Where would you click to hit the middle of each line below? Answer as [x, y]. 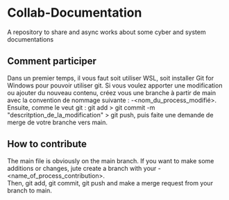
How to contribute [47, 144]
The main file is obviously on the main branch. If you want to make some [111, 160]
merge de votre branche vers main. [58, 122]
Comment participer [52, 61]
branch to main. [29, 190]
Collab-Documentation [75, 13]
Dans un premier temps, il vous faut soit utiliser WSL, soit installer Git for [110, 78]
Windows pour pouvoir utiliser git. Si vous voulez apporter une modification [115, 85]
